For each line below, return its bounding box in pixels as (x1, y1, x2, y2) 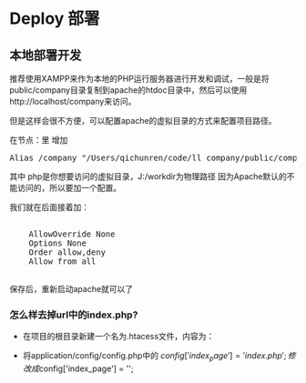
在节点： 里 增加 (9, 135, 68, 146)
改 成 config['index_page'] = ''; (22, 363, 134, 374)
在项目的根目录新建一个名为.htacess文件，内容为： (22, 331, 215, 342)
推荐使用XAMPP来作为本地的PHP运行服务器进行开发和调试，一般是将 (9, 74, 270, 84)
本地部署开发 (9, 47, 82, 63)
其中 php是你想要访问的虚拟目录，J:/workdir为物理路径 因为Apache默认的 (9, 171, 287, 182)
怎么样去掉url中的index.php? (9, 308, 138, 321)
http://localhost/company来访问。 (9, 96, 137, 106)
